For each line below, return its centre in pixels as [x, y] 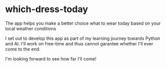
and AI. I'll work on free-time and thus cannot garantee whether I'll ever [79, 43]
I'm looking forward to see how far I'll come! [51, 58]
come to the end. [23, 49]
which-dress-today [47, 9]
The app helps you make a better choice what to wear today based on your [83, 23]
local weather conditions [31, 28]
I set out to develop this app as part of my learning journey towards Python [83, 38]
